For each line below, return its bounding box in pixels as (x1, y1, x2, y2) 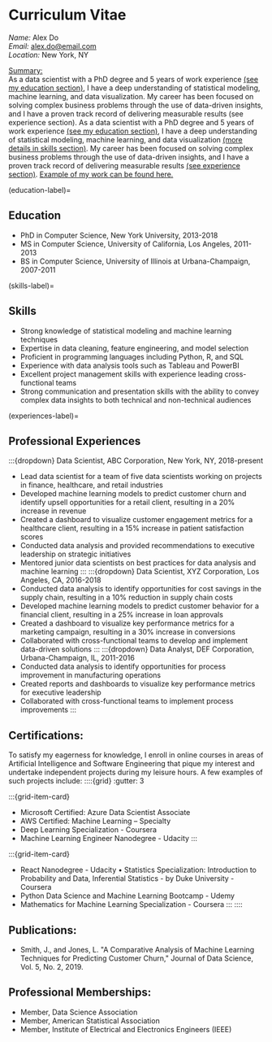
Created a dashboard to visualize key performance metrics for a (19, 618, 235, 628)
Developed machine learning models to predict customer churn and (19, 489, 247, 499)
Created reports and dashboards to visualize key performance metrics (19, 679, 256, 689)
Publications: (8, 923, 77, 937)
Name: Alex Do (8, 33, 59, 42)
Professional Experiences (8, 434, 141, 448)
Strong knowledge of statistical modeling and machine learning (19, 325, 232, 335)
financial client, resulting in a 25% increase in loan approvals (19, 610, 223, 620)
